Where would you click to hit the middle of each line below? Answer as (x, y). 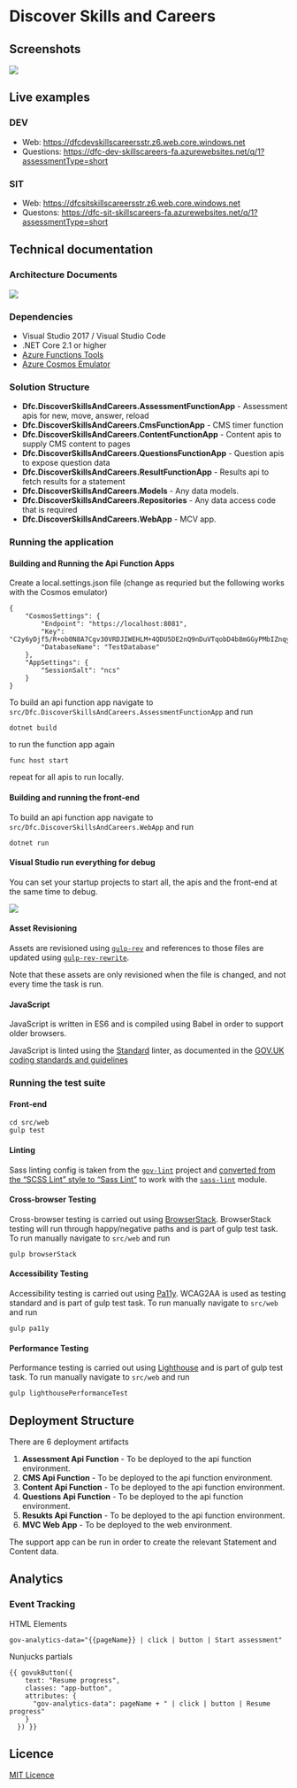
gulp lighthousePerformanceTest (69, 1393)
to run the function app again (62, 745)
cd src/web (29, 1123)
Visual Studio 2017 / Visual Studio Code (94, 336)
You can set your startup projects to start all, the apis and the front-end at (143, 882)
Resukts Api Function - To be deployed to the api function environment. (153, 1515)
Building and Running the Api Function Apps (92, 563)
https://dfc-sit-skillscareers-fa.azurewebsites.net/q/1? (160, 212)
